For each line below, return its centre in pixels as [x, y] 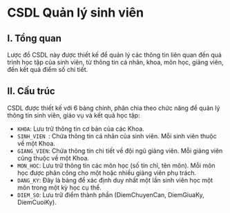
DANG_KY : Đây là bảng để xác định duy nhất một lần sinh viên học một [115, 180]
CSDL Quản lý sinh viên [75, 13]
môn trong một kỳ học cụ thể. [59, 187]
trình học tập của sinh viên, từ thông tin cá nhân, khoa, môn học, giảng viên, [115, 62]
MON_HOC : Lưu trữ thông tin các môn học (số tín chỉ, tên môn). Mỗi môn [116, 165]
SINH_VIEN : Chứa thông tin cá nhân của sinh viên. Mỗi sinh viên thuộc [117, 136]
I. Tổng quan [35, 38]
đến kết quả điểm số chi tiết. [48, 70]
